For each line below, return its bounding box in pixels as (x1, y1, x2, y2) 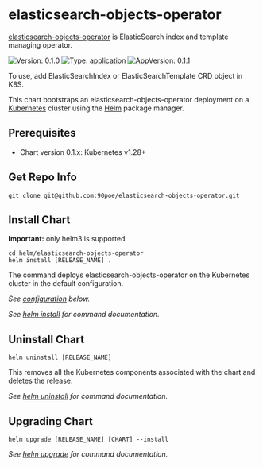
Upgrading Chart (8, 415, 94, 428)
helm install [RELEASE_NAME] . (8, 257, 112, 264)
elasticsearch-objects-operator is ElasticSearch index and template (8, 32, 229, 41)
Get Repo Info (8, 171, 77, 184)
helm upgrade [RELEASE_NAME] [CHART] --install (8, 435, 169, 443)
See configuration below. (8, 294, 91, 303)
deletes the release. (8, 376, 73, 386)
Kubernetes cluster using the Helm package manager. (8, 103, 184, 113)
